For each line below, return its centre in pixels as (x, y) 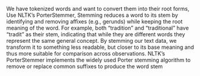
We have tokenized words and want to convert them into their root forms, (98, 9)
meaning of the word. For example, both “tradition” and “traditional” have (98, 28)
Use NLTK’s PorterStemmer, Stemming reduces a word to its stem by (92, 15)
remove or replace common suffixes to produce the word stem (84, 66)
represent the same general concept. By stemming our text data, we (92, 41)
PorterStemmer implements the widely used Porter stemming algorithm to (98, 60)
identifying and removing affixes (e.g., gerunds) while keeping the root (95, 21)
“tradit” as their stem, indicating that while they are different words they (96, 34)
